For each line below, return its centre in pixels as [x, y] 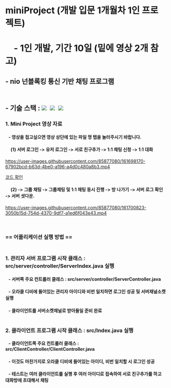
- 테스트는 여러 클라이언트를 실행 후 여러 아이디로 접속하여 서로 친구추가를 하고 [85, 374]
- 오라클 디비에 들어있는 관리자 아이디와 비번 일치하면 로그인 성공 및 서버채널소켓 [87, 292]
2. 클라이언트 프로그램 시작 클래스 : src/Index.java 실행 [69, 330]
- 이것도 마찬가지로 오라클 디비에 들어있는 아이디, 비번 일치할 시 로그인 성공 [82, 361]
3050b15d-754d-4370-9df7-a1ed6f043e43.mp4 [56, 213]
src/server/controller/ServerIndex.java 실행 [60, 266]
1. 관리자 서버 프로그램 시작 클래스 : [45, 258]
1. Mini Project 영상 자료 [34, 124]
